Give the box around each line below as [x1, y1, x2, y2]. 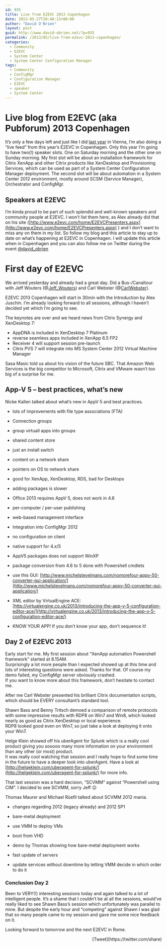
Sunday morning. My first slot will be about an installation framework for [5, 155, 153, 161]
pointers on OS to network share [12, 466, 80, 472]
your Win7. [5, 728, 27, 734]
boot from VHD [12, 833, 44, 839]
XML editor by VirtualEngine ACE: [12, 597, 81, 603]
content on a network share [12, 456, 69, 463]
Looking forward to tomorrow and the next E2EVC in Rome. [5, 926, 126, 933]
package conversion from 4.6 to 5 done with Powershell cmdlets [12, 563, 145, 568]
